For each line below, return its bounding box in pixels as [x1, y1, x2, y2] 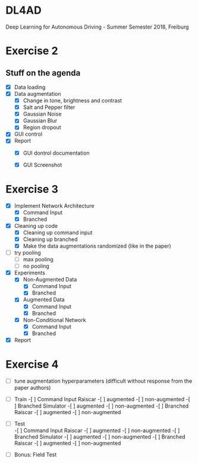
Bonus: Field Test [14, 451, 57, 458]
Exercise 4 [5, 358, 59, 371]
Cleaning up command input [23, 229, 93, 236]
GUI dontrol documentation [23, 149, 90, 157]
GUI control [14, 130, 43, 137]
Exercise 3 [5, 182, 59, 196]
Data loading [14, 83, 46, 90]
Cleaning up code [14, 222, 58, 229]
